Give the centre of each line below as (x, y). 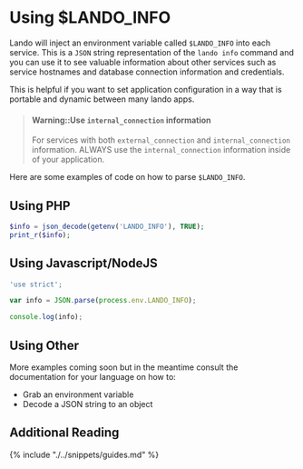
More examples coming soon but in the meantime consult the (124, 367)
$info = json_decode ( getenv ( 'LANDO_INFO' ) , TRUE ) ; (107, 226)
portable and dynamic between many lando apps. (102, 99)
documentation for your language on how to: (93, 376)
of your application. (68, 160)
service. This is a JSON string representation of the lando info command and (152, 52)
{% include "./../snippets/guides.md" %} (84, 454)
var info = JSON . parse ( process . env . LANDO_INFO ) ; (103, 301)
